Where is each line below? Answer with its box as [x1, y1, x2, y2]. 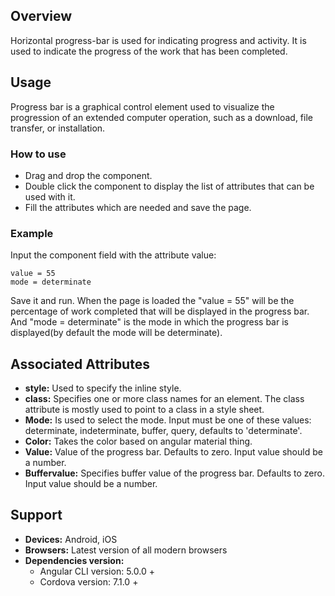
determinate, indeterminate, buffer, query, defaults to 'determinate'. [24, 425, 303, 437]
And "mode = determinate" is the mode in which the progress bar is [10, 316, 289, 328]
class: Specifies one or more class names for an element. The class [24, 393, 305, 405]
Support [10, 507, 63, 524]
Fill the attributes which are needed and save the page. [24, 201, 252, 213]
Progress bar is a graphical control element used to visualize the [10, 100, 275, 113]
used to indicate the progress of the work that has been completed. [10, 45, 288, 57]
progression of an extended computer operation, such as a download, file [10, 111, 313, 123]
